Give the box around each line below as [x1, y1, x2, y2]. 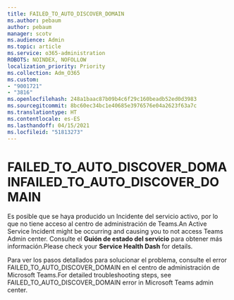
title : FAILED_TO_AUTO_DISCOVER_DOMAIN [7, 10, 125, 18]
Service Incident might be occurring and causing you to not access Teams [7, 227, 223, 236]
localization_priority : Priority [7, 63, 106, 70]
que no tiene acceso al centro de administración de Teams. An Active [7, 220, 207, 228]
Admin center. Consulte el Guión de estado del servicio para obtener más [7, 234, 223, 244]
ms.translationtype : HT [7, 109, 78, 116]
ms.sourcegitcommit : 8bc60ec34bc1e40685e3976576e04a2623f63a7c [7, 102, 197, 109]
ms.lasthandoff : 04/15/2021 [7, 121, 90, 129]
